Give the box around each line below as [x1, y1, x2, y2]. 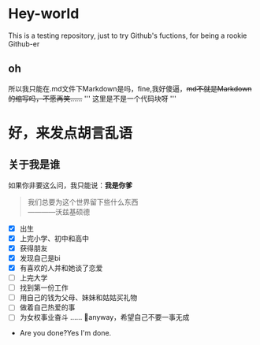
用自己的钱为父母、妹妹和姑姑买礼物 [19, 293, 138, 302]
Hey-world [8, 5, 80, 23]
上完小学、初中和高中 [19, 233, 89, 243]
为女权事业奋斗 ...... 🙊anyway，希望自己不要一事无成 [19, 313, 190, 322]
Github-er [8, 39, 40, 48]
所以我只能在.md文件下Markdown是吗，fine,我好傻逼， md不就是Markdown [8, 83, 252, 93]
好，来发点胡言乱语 [8, 124, 133, 142]
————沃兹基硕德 [27, 206, 91, 217]
